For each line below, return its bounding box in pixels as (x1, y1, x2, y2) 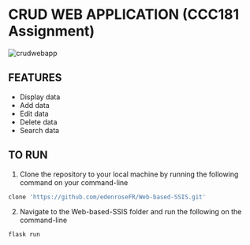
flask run (8, 231, 41, 239)
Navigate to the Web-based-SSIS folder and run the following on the (19, 207, 242, 217)
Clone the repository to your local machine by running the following (19, 169, 239, 179)
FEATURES (8, 71, 62, 84)
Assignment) (8, 22, 95, 40)
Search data (19, 125, 60, 135)
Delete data (19, 117, 58, 127)
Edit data (19, 109, 49, 118)
